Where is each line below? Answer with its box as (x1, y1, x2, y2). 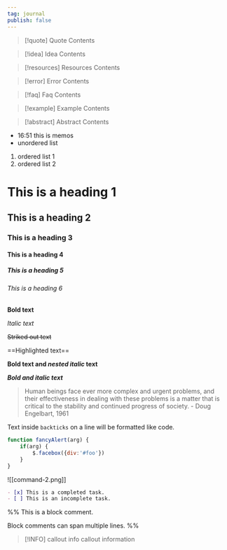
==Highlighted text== (7, 346, 70, 355)
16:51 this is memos (17, 131, 74, 139)
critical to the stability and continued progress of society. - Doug (24, 402, 212, 411)
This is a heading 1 (7, 184, 117, 200)
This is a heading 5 (7, 266, 64, 275)
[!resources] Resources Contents (24, 63, 121, 71)
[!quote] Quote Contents (24, 36, 95, 44)
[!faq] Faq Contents (24, 90, 81, 99)
